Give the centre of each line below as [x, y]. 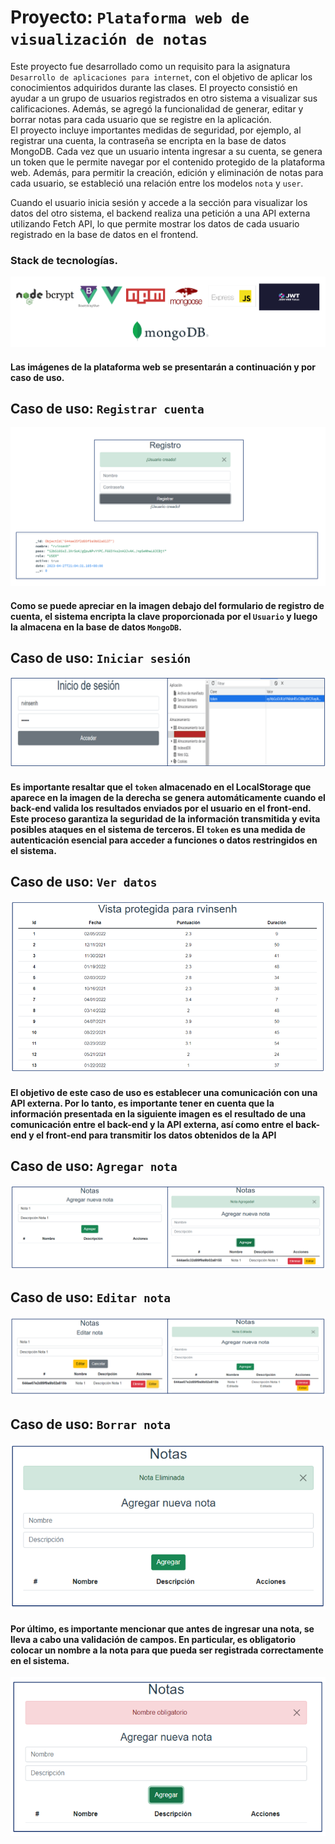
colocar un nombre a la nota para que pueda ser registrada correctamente [167, 1650]
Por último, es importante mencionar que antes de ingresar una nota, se [162, 1628]
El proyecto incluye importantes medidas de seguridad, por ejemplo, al [156, 130]
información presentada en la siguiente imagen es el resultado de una [158, 1113]
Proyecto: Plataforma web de [130, 17]
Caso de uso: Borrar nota [90, 1424]
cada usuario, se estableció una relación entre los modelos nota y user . [157, 183]
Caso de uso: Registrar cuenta [107, 409]
